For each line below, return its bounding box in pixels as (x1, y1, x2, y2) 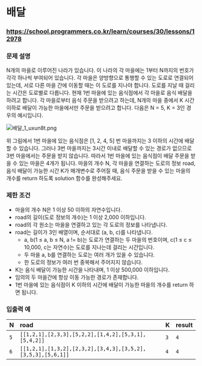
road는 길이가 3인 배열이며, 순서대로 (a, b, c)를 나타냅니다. (14, 229, 153, 236)
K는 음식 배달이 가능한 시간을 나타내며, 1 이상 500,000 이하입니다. (14, 266, 170, 273)
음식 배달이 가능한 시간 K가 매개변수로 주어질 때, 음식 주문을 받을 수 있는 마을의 (6, 167, 191, 175)
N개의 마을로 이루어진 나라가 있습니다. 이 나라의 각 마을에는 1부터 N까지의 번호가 (6, 67, 194, 74)
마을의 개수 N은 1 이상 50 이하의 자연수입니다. (14, 206, 122, 213)
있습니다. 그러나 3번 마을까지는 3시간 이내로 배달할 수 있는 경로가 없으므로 (19, 145, 192, 152)
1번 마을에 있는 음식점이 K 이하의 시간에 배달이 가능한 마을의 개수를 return (14, 281, 188, 288)
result (175, 321, 193, 329)
